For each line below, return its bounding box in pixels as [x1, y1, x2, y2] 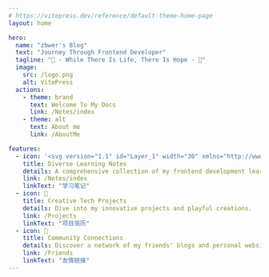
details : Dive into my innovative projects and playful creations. [22, 204, 252, 212]
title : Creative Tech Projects [22, 197, 127, 205]
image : [15, 63, 38, 72]
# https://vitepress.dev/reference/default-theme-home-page [8, 11, 214, 20]
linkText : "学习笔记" [22, 182, 90, 191]
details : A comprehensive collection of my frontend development [22, 167, 246, 175]
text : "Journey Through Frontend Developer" [15, 49, 167, 57]
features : [8, 145, 42, 153]
